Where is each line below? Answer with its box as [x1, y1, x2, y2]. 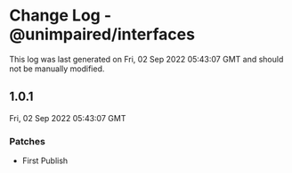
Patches [9, 135, 46, 147]
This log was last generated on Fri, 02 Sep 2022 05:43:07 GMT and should [9, 54, 284, 64]
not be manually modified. [9, 63, 105, 74]
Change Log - [9, 5, 112, 26]
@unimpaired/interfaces [9, 24, 196, 45]
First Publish [21, 155, 69, 166]
